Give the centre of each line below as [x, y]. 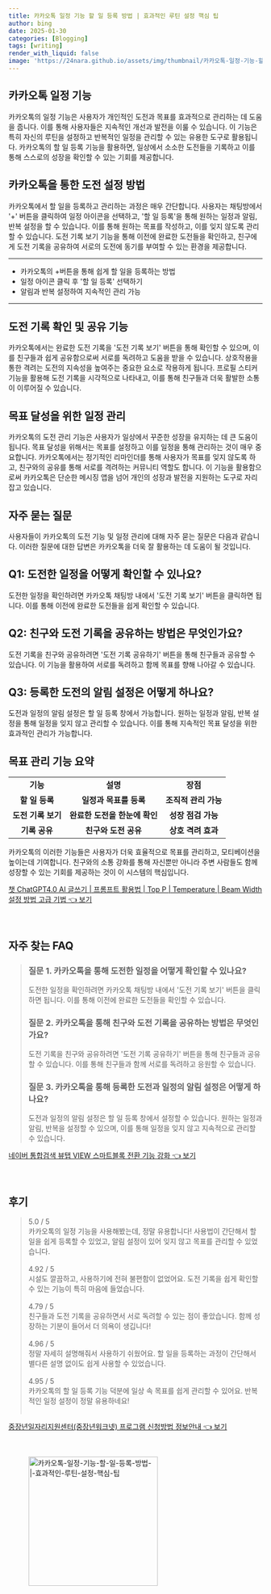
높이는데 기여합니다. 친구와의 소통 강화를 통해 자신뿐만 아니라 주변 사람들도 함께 [133, 862]
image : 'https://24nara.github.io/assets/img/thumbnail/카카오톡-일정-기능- [133, 61]
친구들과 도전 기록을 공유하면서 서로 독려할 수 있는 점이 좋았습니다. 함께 [140, 1316]
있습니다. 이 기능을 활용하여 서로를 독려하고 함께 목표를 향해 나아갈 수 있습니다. [132, 664]
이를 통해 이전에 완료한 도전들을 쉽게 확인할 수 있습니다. [113, 605]
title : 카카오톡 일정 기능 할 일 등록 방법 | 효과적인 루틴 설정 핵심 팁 [114, 16]
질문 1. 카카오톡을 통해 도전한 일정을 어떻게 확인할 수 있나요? [138, 970]
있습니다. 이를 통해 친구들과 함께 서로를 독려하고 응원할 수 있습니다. [151, 1064]
